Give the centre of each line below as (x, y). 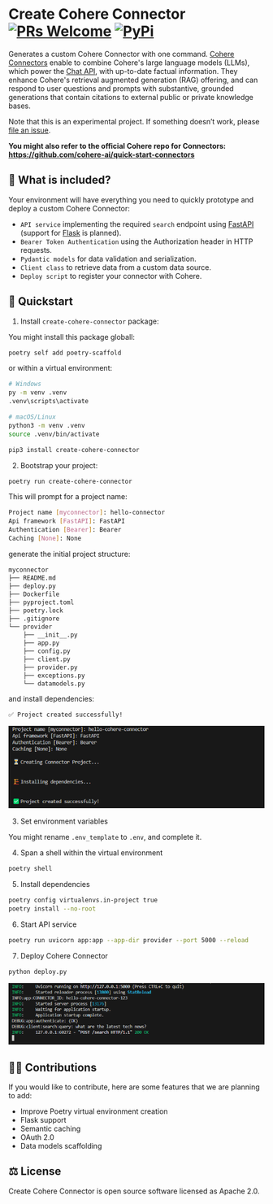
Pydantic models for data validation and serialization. (108, 259)
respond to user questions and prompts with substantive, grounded (121, 88)
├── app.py (41, 643)
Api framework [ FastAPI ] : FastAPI (67, 521)
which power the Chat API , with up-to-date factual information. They (123, 71)
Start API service (48, 924)
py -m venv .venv (38, 393)
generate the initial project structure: (69, 554)
